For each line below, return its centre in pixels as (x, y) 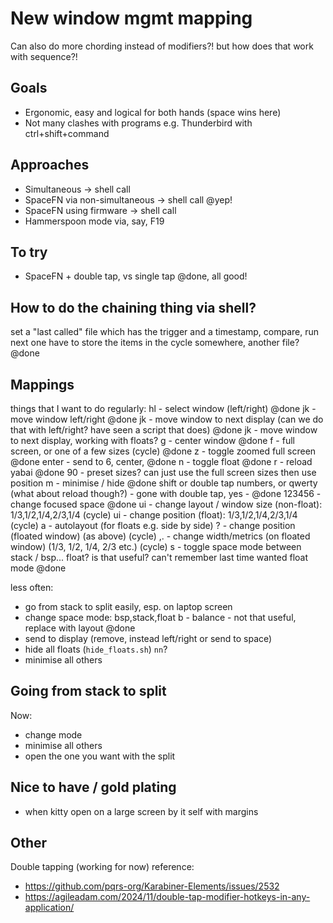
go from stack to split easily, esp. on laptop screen (128, 606)
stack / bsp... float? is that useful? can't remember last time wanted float (159, 557)
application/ (49, 908)
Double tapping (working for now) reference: (102, 867)
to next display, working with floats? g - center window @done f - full (152, 440)
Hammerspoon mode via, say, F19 (94, 221)
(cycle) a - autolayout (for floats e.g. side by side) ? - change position (153, 525)
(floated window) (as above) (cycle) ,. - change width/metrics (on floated (160, 536)
